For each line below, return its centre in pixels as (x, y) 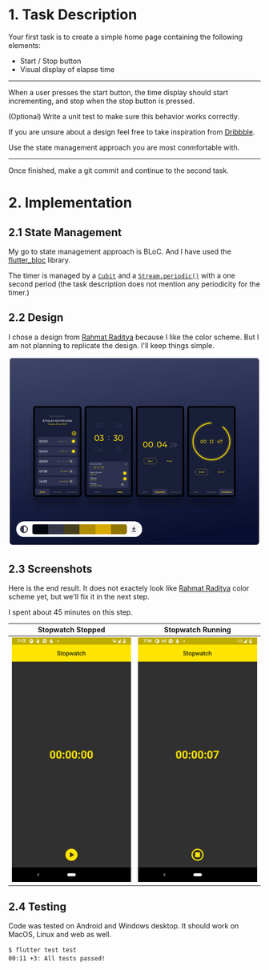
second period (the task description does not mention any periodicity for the (134, 284)
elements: (25, 45)
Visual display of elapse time (67, 69)
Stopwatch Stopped (71, 630)
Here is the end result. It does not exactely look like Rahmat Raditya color (129, 588)
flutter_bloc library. (39, 260)
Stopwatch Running (197, 630)
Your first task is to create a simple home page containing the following (125, 37)
